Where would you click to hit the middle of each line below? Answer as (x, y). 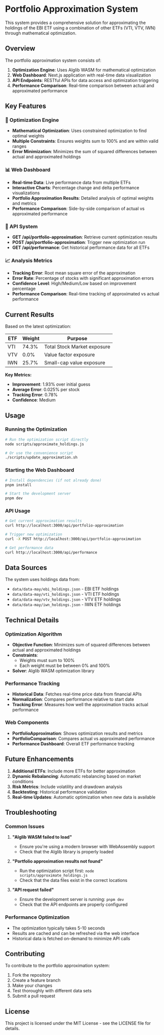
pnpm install (18, 485)
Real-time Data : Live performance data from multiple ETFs (71, 182)
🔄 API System (22, 226)
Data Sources (26, 568)
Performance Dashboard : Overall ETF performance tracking (73, 743)
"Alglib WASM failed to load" (42, 837)
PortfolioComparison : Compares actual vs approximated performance (83, 738)
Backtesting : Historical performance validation (59, 792)
